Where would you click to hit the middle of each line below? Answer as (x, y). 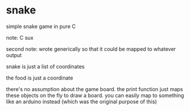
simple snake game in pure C (41, 26)
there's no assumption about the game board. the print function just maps (95, 89)
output (14, 55)
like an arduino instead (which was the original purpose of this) (82, 101)
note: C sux (20, 37)
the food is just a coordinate (40, 78)
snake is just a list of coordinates (45, 66)
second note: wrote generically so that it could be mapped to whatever (91, 49)
